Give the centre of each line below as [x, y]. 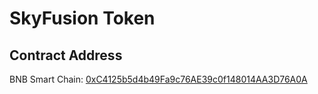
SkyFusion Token [82, 18]
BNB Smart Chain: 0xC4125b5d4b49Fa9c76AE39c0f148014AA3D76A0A [158, 79]
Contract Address [66, 55]
